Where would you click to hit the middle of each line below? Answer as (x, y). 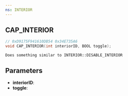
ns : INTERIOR (19, 10)
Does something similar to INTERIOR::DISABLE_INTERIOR (64, 55)
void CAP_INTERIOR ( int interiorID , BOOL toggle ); (58, 46)
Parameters (24, 70)
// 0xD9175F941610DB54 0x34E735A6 (42, 41)
